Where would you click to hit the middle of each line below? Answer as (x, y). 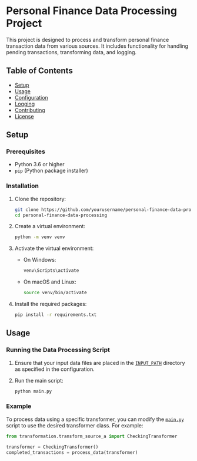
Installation (23, 186)
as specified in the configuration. (55, 369)
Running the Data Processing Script (58, 350)
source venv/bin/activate (55, 293)
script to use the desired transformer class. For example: (75, 425)
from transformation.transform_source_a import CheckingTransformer (92, 436)
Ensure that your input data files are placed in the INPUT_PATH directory (100, 363)
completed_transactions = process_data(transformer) (72, 452)
